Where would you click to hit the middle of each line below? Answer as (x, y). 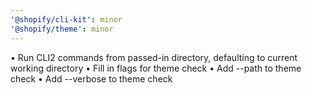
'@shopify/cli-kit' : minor (66, 19)
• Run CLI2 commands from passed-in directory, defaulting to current (154, 57)
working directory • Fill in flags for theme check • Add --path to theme (156, 68)
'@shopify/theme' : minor (62, 29)
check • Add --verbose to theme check (91, 78)
